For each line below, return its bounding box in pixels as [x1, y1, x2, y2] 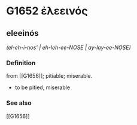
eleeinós [6, 28, 39, 38]
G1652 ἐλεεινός [6, 4, 88, 18]
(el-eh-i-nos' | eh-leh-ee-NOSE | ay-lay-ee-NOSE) [6, 44, 132, 51]
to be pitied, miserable [14, 84, 71, 91]
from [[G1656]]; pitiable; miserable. [6, 72, 93, 80]
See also [6, 99, 32, 107]
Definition [6, 59, 36, 67]
